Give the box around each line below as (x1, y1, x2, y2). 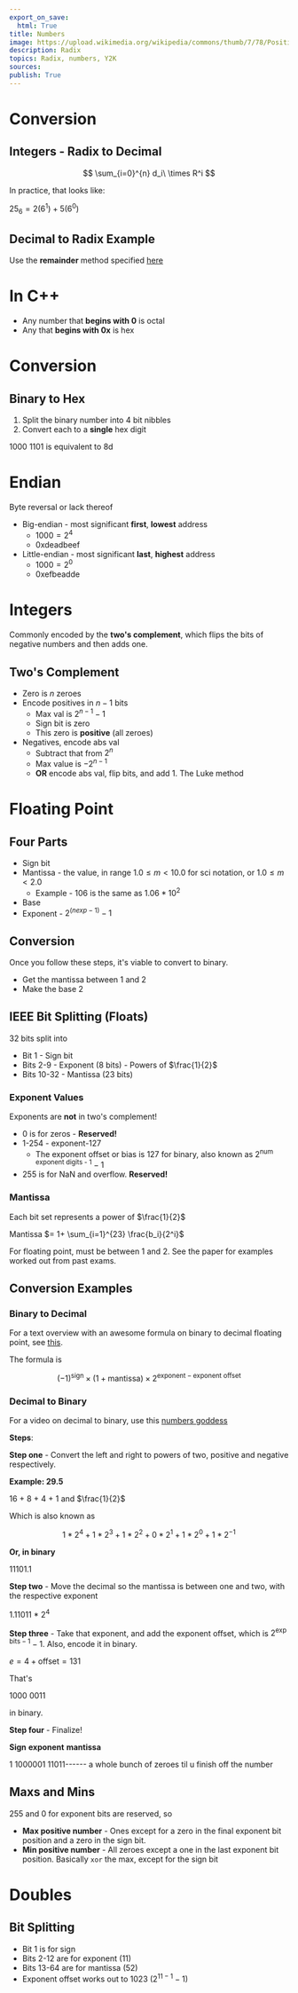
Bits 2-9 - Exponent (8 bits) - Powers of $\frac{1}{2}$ (21, 1060, 218, 1070)
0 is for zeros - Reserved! (21, 1129, 117, 1139)
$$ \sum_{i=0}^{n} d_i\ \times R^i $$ (82, 168, 216, 178)
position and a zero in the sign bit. (21, 1834, 146, 1846)
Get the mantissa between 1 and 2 (21, 974, 146, 985)
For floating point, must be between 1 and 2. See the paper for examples (9, 1246, 273, 1256)
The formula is (9, 1354, 62, 1365)
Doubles (9, 1885, 73, 1905)
